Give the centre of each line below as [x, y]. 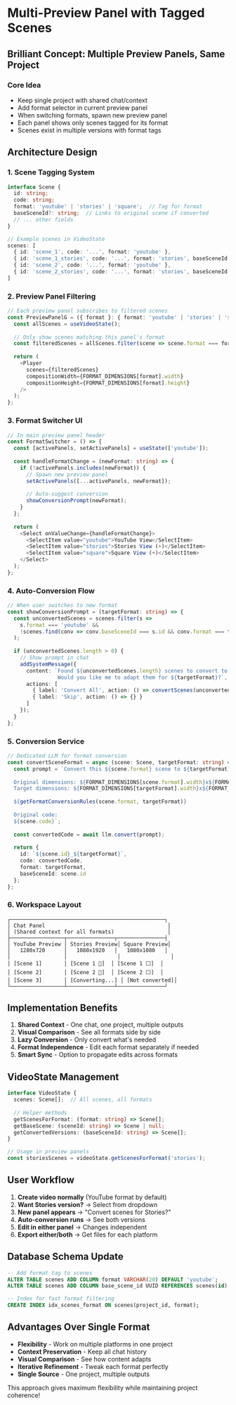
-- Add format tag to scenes [50, 1273]
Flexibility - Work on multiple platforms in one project [95, 1344]
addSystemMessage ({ [48, 664]
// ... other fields [44, 220]
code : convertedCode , [51, 861]
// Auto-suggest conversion [67, 494]
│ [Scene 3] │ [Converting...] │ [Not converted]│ [92, 980]
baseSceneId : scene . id [53, 874]
